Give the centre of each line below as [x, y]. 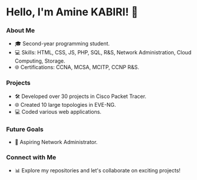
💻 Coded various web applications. [58, 112]
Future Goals [25, 129]
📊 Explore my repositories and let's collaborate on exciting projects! [98, 171]
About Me [21, 31]
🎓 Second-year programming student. [62, 44]
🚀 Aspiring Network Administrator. [56, 142]
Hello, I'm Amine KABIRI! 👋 [72, 12]
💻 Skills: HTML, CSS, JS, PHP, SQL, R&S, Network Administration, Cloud [103, 53]
